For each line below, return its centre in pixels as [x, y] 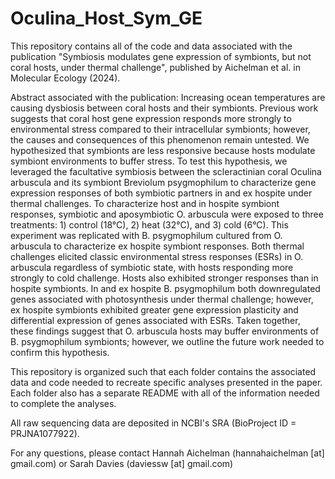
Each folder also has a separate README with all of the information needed [165, 393]
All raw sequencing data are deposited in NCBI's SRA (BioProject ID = [153, 423]
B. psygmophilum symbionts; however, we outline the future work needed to [167, 341]
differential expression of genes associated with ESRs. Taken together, [155, 320]
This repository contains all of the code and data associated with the [151, 46]
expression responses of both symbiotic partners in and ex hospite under [161, 193]
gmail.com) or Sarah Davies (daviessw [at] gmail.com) [122, 463]
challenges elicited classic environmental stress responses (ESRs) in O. [157, 256]
